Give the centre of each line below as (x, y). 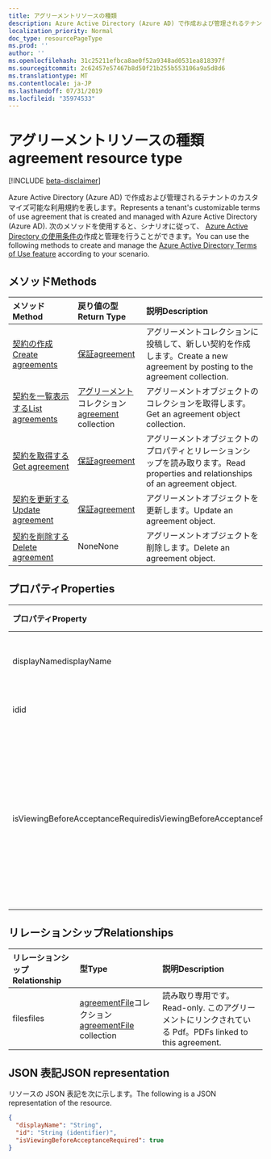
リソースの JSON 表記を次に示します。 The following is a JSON (112, 1094)
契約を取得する (41, 456)
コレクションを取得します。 (198, 403)
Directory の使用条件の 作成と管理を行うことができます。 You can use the (129, 236)
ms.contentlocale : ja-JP (50, 83)
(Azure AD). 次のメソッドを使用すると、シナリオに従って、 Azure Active (128, 226)
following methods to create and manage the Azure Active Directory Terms (133, 245)
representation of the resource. (60, 1103)
